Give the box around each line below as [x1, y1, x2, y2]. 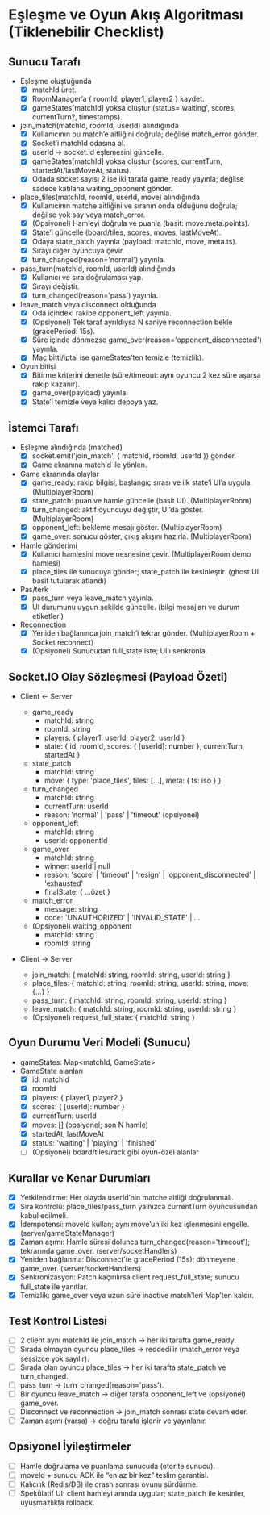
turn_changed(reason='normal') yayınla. [31, 254, 166, 264]
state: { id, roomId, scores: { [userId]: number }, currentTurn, [44, 741, 245, 751]
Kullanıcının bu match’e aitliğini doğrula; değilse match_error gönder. [31, 129, 260, 139]
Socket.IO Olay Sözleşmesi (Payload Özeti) [8, 670, 228, 683]
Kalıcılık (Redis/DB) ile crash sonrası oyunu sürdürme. [19, 1479, 199, 1489]
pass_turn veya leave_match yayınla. [31, 593, 154, 603]
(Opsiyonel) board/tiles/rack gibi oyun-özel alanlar [31, 1147, 199, 1157]
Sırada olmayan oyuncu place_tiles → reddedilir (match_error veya [19, 1345, 240, 1354]
